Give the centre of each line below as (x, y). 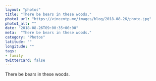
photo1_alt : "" (21, 23)
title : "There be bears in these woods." (49, 14)
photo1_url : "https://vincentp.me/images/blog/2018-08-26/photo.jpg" (78, 19)
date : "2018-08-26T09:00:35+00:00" (42, 28)
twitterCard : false (25, 60)
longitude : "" (20, 46)
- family (14, 56)
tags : (11, 51)
